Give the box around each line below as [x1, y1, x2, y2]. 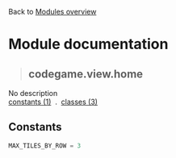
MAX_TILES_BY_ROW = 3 [8, 141, 82, 150]
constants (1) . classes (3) [8, 97, 98, 106]
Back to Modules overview [8, 7, 97, 16]
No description [8, 89, 58, 98]
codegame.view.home [27, 67, 144, 81]
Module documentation [8, 35, 169, 53]
